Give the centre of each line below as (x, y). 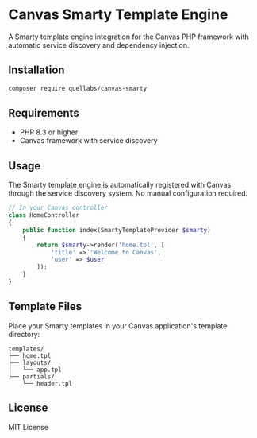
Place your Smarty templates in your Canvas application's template (118, 326)
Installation (36, 70)
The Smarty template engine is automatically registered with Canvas (120, 185)
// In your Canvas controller (58, 208)
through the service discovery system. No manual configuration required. (128, 193)
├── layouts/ (30, 362)
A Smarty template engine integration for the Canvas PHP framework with (129, 37)
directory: (24, 334)
